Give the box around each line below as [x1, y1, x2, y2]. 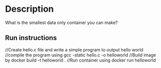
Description [5, 3, 54, 15]
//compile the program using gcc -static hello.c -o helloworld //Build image [5, 52, 156, 58]
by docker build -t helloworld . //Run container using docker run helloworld [5, 57, 156, 63]
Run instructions [5, 34, 57, 42]
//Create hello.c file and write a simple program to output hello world [5, 46, 143, 52]
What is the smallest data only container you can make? [5, 20, 118, 25]
